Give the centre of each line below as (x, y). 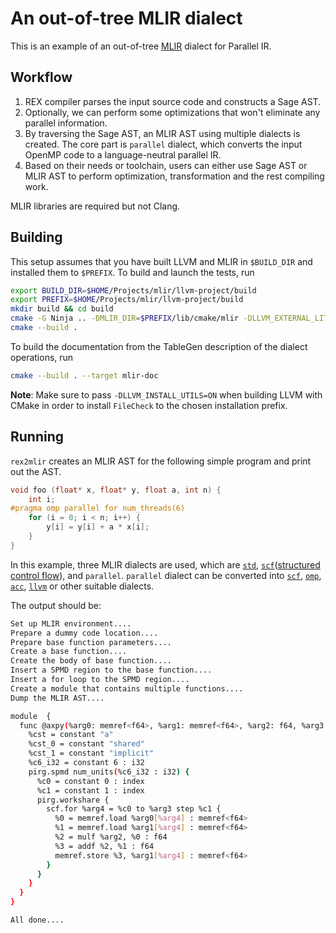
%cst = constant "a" (71, 735)
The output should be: (56, 605)
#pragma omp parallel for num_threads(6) (98, 508)
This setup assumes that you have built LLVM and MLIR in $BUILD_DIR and (161, 261)
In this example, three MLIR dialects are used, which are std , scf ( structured (165, 564)
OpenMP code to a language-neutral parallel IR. (123, 154)
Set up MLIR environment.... (71, 623)
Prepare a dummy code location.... (84, 633)
